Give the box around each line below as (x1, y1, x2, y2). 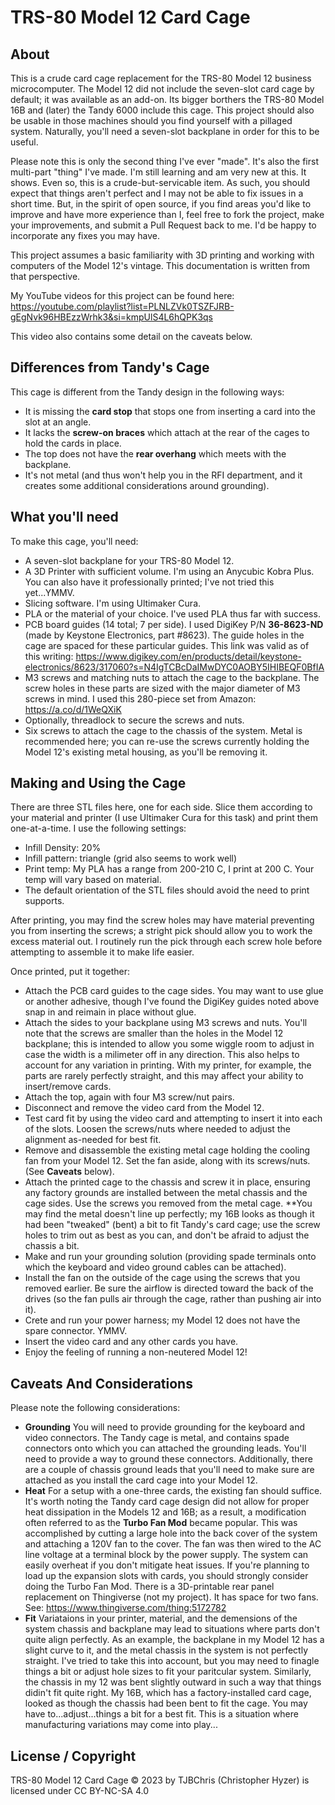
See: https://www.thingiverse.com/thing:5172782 (24, 1602, 227, 1614)
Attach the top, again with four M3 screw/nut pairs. (24, 1091, 235, 1103)
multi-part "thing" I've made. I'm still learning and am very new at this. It (10, 166, 307, 178)
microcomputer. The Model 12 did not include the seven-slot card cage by (10, 83, 315, 95)
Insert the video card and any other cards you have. (24, 1336, 239, 1348)
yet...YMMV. (24, 586, 75, 598)
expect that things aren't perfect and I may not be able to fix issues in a (10, 187, 304, 199)
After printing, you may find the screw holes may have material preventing (10, 914, 315, 926)
